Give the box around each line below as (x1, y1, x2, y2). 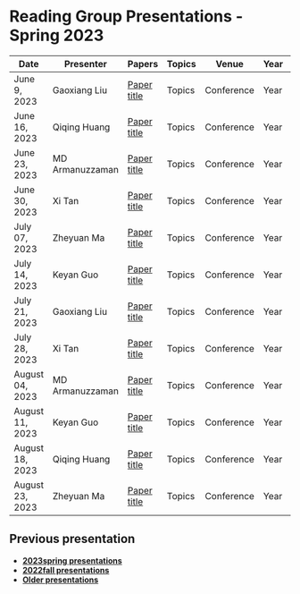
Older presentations (21, 574, 99, 585)
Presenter (63, 57, 107, 70)
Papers (127, 57, 159, 70)
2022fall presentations (21, 564, 110, 575)
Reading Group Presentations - (9, 6, 244, 27)
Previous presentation (9, 531, 136, 547)
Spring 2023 (9, 25, 104, 46)
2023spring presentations (21, 555, 122, 565)
